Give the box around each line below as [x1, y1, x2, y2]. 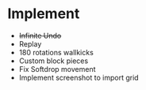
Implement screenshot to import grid [18, 73, 140, 82]
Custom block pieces [18, 56, 89, 66]
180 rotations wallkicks [18, 47, 94, 57]
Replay [18, 39, 42, 48]
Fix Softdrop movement [18, 64, 96, 73]
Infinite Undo [18, 31, 62, 40]
